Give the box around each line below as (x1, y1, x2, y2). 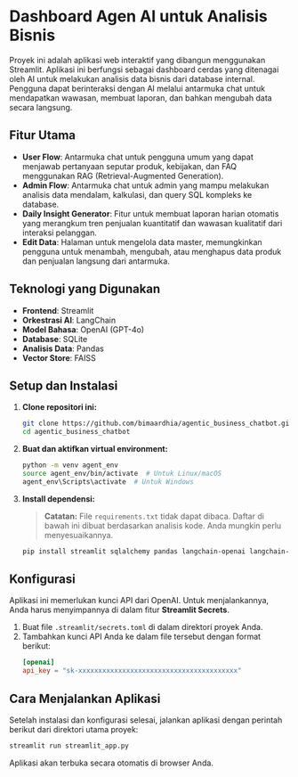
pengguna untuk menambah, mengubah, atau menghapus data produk (21, 246, 282, 257)
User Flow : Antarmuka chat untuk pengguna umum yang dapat (21, 151, 254, 162)
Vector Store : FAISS (21, 352, 96, 363)
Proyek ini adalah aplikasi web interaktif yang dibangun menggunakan (9, 54, 266, 65)
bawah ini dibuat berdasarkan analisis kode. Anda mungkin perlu (44, 519, 282, 531)
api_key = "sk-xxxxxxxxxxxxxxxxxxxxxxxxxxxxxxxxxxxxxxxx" (21, 667, 242, 675)
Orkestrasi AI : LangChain (21, 315, 117, 325)
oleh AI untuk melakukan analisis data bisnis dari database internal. (9, 73, 255, 84)
